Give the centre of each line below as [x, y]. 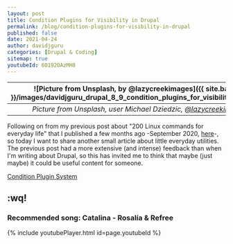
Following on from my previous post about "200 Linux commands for [105, 126]
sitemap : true [28, 59]
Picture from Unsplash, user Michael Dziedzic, [108, 109]
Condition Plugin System [42, 176]
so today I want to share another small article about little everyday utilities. [113, 141]
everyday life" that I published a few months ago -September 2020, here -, [113, 133]
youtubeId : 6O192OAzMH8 [42, 65]
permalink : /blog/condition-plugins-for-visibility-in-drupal [99, 26]
